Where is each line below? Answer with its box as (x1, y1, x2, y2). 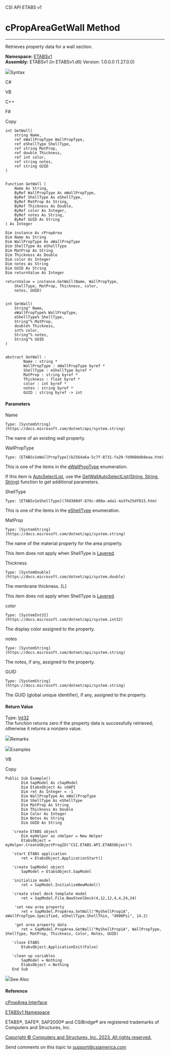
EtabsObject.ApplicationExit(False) (21, 944, 99, 950)
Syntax (10, 69, 25, 75)
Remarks (10, 736, 29, 742)
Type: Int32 (5, 715, 29, 721)
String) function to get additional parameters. (5, 479, 100, 485)
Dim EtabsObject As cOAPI (21, 785, 76, 790)
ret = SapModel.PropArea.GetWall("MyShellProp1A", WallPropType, (21, 927, 162, 932)
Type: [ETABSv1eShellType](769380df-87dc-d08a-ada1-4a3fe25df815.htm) (5, 499, 157, 504)
